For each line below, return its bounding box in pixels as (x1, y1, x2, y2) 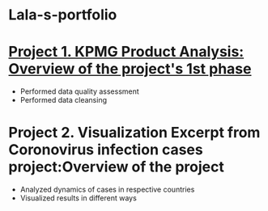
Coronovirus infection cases (8, 141, 204, 159)
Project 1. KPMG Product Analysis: (8, 43, 245, 61)
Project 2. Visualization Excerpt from (8, 124, 261, 142)
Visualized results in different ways (19, 193, 138, 203)
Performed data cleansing (19, 95, 108, 105)
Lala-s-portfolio (8, 6, 117, 24)
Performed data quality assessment (19, 87, 139, 96)
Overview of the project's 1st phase (8, 60, 252, 78)
